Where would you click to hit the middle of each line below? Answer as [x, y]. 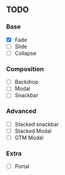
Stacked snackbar [37, 124]
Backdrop [26, 82]
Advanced [21, 111]
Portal [22, 167]
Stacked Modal [33, 131]
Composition [25, 69]
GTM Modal [29, 137]
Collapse [25, 53]
